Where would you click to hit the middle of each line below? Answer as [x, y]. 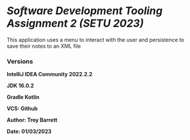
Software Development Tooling [85, 11]
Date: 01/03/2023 [29, 132]
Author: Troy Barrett [32, 120]
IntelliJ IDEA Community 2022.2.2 [49, 74]
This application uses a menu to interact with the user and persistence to [96, 40]
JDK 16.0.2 [20, 86]
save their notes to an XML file [44, 46]
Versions [20, 61]
